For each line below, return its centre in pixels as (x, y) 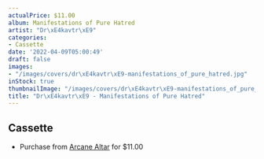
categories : (27, 37)
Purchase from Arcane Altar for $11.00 (81, 147)
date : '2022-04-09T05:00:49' (56, 52)
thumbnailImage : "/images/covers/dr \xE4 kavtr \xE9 (91, 89)
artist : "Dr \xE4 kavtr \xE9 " (52, 30)
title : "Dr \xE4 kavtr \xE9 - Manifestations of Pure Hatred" (107, 96)
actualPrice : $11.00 (42, 15)
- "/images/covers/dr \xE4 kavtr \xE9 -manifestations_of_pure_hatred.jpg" (128, 74)
